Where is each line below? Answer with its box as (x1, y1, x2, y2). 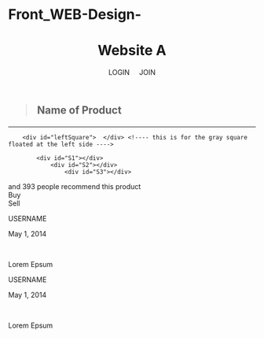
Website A (97, 42, 167, 60)
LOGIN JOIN (108, 68, 156, 77)
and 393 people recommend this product (8, 182, 141, 191)
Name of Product (36, 104, 122, 117)
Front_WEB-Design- (8, 6, 141, 24)
